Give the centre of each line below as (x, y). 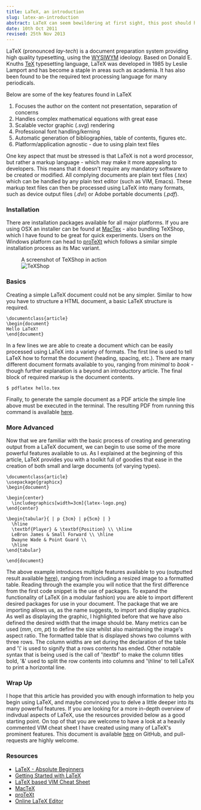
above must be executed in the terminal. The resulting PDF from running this (100, 406)
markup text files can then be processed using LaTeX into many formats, (95, 188)
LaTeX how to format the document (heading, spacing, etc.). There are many (100, 358)
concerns (27, 113)
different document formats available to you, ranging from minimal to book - (100, 364)
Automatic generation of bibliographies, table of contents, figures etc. (101, 138)
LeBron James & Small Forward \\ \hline (63, 535)
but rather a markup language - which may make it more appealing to (92, 162)
